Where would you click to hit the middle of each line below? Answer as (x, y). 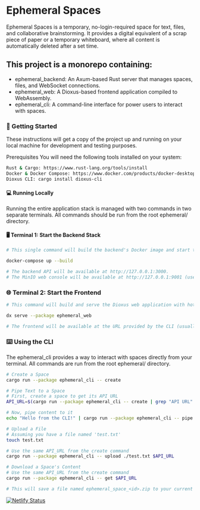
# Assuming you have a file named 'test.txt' (63, 434)
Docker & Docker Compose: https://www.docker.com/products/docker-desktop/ (102, 174)
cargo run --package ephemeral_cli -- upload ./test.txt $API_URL (90, 456)
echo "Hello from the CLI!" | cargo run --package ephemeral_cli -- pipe (100, 418)
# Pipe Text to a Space (36, 391)
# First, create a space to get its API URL (62, 396)
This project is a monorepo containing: (79, 65)
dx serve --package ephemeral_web (49, 316)
